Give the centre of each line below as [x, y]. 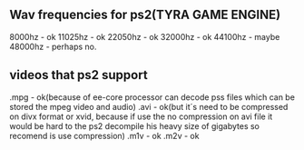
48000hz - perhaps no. [53, 46]
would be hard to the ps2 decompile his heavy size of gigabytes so [135, 125]
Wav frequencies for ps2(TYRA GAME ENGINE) [145, 15]
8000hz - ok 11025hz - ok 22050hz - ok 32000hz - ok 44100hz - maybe [145, 36]
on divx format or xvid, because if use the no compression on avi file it [141, 116]
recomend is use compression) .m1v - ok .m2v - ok [104, 135]
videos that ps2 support [78, 75]
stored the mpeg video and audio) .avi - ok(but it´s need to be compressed [149, 106]
